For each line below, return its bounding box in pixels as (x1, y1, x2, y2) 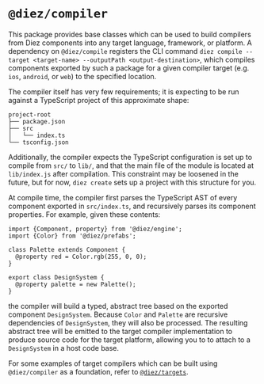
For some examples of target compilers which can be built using (8, 359, 218, 368)
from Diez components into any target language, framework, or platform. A (8, 38, 252, 48)
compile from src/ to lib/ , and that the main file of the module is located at (8, 161, 254, 170)
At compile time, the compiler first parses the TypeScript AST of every (8, 192, 238, 202)
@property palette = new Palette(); (15, 280, 136, 288)
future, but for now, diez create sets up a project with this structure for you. (8, 177, 257, 187)
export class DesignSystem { (8, 273, 105, 281)
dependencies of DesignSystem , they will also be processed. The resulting (8, 317, 248, 327)
